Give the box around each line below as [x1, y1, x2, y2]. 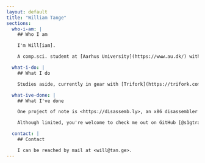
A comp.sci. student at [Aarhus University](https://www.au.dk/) [17, 54, 187, 60]
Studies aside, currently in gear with [17, 81, 119, 87]
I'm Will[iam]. [17, 43, 56, 49]
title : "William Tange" [6, 15, 67, 21]
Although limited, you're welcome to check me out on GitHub [17, 120, 176, 126]
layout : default [6, 9, 48, 15]
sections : [6, 20, 32, 26]
